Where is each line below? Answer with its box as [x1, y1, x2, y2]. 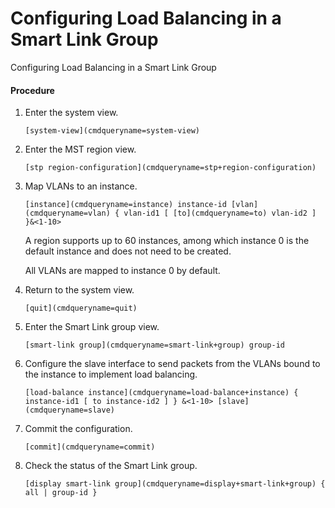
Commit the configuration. [24, 423, 133, 435]
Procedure [10, 84, 55, 96]
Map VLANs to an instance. [24, 180, 138, 192]
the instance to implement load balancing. [24, 368, 198, 381]
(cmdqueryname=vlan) [24, 208, 111, 219]
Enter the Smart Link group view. [24, 321, 160, 333]
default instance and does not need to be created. [24, 245, 232, 257]
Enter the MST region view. [24, 143, 137, 156]
